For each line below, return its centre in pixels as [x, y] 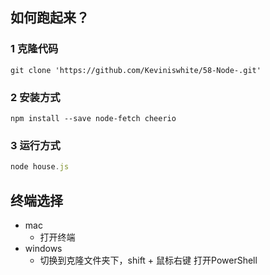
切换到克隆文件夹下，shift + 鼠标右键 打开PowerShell [148, 260]
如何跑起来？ [50, 18]
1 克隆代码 [34, 49]
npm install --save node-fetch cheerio [93, 118]
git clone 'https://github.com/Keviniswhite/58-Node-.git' [136, 70]
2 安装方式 [35, 97]
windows [43, 248]
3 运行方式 [35, 145]
